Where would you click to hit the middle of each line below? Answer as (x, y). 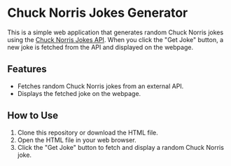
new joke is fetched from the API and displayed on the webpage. (100, 47)
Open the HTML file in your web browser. (77, 140)
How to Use (33, 116)
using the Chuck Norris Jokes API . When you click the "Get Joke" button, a (115, 39)
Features (27, 69)
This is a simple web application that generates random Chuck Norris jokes (115, 32)
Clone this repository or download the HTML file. (88, 132)
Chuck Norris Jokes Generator (98, 13)
